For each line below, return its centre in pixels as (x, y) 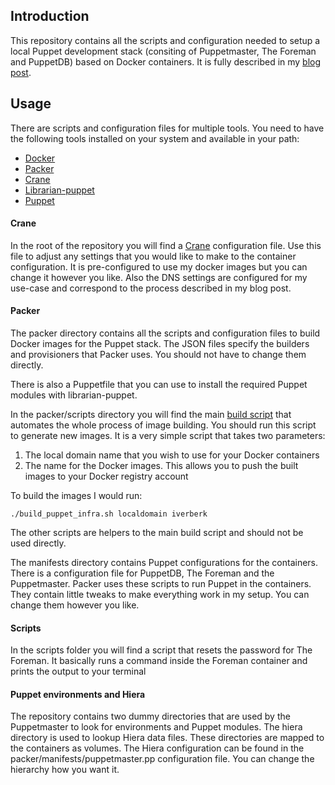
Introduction (50, 16)
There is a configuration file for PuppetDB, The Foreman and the (142, 573)
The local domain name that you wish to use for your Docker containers (172, 455)
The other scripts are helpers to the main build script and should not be (157, 533)
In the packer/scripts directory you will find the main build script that (151, 415)
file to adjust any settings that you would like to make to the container (153, 256)
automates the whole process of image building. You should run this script (163, 425)
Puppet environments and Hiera (78, 694)
